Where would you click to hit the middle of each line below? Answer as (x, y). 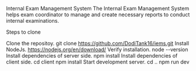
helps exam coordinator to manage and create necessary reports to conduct (98, 15)
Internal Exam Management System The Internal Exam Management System (98, 8)
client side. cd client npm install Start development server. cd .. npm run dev (98, 62)
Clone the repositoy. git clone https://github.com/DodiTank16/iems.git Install (97, 43)
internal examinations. (33, 21)
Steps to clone (23, 32)
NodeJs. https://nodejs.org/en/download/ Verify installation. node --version (97, 49)
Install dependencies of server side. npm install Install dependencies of (92, 56)
